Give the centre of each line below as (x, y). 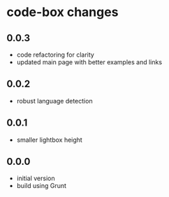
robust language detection (54, 101)
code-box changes (63, 12)
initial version (36, 178)
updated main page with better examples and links (89, 62)
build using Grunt (42, 186)
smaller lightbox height (50, 140)
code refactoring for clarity (56, 54)
